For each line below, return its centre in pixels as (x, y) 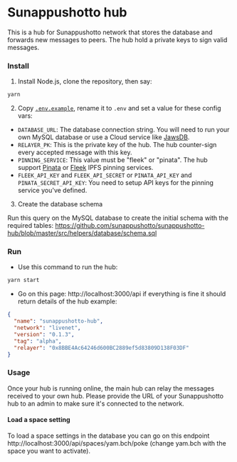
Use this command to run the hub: (68, 267)
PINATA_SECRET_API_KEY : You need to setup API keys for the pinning (115, 183)
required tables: (31, 226)
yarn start (23, 280)
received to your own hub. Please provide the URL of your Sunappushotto (116, 396)
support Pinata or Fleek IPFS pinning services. (85, 168)
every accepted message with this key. (75, 152)
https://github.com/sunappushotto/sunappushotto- (130, 226)
